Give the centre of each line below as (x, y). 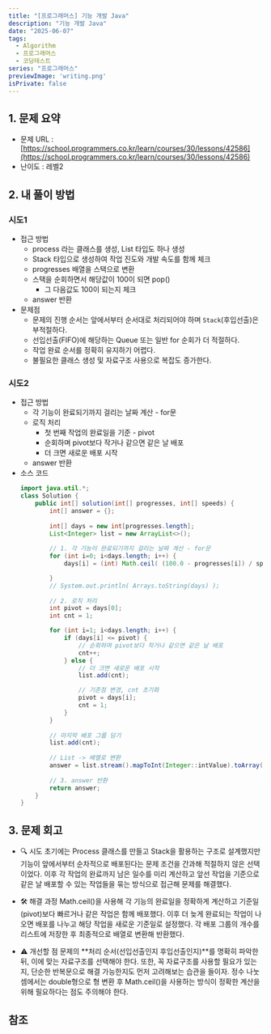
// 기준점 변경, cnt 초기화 (119, 690)
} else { (78, 660)
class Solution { (49, 496)
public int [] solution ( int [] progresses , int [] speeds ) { (135, 504)
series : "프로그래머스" (43, 69)
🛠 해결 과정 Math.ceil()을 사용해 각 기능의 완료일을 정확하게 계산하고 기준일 (140, 901)
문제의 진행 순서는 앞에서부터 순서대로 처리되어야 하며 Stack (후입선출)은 (145, 320)
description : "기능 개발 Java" (58, 23)
